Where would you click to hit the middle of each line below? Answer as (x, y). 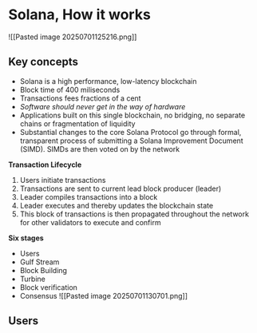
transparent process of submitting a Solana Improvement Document (131, 141)
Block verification (49, 287)
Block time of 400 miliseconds (70, 89)
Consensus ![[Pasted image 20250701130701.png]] (104, 295)
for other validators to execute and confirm (90, 222)
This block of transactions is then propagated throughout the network (134, 214)
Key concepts (43, 62)
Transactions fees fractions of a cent (80, 98)
